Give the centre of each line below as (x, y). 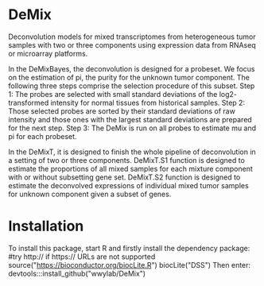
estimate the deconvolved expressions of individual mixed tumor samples (128, 185)
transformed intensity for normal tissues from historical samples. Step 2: (126, 102)
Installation (46, 226)
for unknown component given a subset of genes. (90, 194)
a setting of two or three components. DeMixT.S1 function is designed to (126, 160)
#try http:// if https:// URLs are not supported (82, 257)
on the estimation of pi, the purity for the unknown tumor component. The (129, 77)
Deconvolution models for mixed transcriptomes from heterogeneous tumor (132, 37)
